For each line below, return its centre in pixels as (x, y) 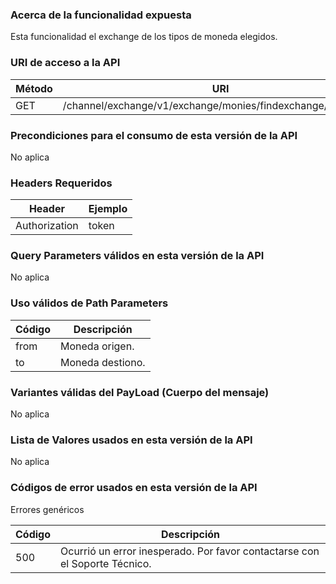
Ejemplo (108, 209)
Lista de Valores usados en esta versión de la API (131, 440)
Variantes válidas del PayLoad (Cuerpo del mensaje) (140, 392)
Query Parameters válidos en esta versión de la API (137, 256)
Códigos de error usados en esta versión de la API (134, 488)
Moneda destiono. (103, 362)
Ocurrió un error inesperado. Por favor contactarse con (190, 551)
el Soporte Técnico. (106, 563)
